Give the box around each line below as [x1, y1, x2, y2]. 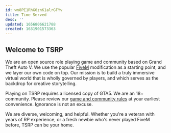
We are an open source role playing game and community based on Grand [5, 59, 162, 65]
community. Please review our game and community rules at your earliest [5, 95, 160, 102]
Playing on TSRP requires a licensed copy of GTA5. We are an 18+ [5, 90, 144, 96]
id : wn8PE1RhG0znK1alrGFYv [5, 7, 63, 13]
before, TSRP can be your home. [5, 122, 74, 128]
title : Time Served [5, 12, 47, 17]
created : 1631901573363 [5, 26, 56, 32]
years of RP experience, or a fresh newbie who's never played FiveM [5, 116, 150, 122]
